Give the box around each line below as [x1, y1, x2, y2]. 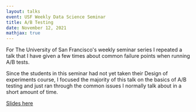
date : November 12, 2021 [6, 24, 67, 31]
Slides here [6, 100, 33, 107]
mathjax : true [6, 30, 41, 36]
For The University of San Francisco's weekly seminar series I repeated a [6, 46, 183, 53]
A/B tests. [6, 59, 30, 66]
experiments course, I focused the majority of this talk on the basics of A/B [6, 76, 187, 83]
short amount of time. [6, 89, 59, 96]
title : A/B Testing [6, 19, 54, 25]
